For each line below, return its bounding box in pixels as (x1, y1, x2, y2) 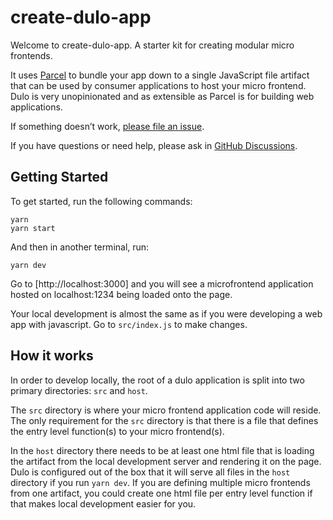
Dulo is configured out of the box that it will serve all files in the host (10, 466, 291, 478)
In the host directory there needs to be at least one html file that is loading (10, 444, 315, 456)
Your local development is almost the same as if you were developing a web (10, 307, 323, 320)
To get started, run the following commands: (10, 195, 193, 207)
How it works (10, 347, 94, 365)
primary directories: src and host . (10, 384, 148, 396)
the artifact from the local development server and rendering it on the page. (10, 455, 322, 467)
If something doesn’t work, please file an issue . (10, 120, 205, 132)
